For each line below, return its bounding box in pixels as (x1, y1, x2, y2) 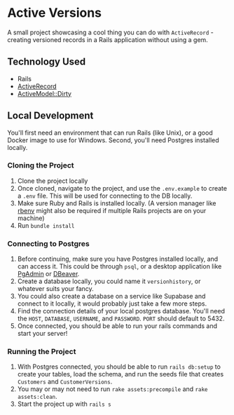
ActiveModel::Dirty (17, 89, 72, 97)
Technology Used (7, 56, 86, 68)
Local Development (7, 110, 94, 122)
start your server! (17, 329, 68, 338)
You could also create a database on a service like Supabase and (17, 292, 206, 301)
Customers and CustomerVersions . (17, 377, 113, 386)
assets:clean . (17, 393, 57, 401)
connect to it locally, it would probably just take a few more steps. (17, 299, 207, 308)
